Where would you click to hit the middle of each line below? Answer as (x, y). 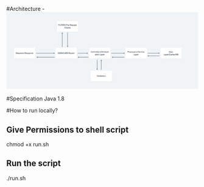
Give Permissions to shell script (68, 129)
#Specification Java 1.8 (36, 99)
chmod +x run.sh (28, 144)
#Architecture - (26, 9)
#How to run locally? (32, 111)
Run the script (33, 164)
